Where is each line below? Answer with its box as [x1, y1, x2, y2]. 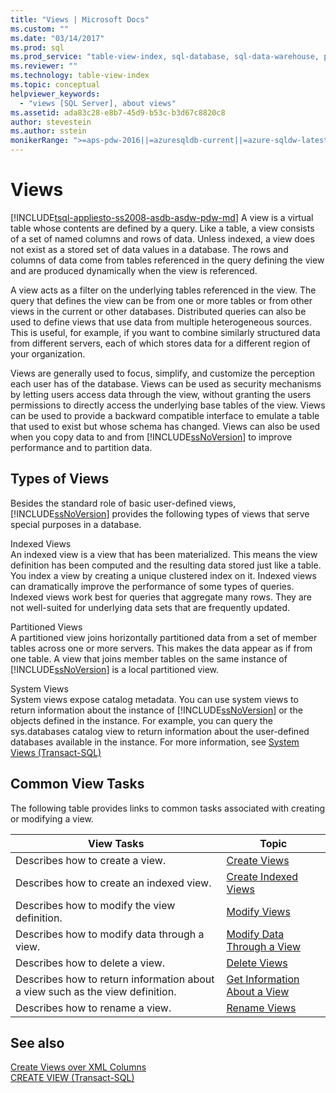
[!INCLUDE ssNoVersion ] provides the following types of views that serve [10, 507, 310, 520]
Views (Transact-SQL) [10, 746, 102, 758]
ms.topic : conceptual [10, 80, 101, 90]
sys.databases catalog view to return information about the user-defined [10, 725, 310, 737]
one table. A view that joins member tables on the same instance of [10, 652, 288, 665]
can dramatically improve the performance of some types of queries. [10, 580, 295, 592]
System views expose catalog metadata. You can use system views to [10, 693, 299, 705]
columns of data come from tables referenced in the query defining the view [10, 254, 325, 266]
